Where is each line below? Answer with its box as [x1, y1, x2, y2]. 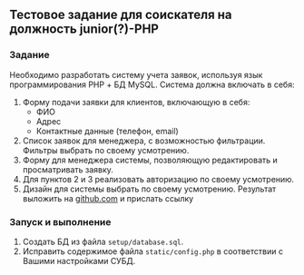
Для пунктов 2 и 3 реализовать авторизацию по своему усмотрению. [22, 173, 295, 184]
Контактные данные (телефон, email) [35, 125, 179, 136]
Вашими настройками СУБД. [22, 255, 136, 266]
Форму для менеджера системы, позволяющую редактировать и [22, 154, 279, 165]
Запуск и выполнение [9, 215, 112, 228]
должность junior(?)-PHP [9, 22, 159, 37]
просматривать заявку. [22, 163, 113, 175]
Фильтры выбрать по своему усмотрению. [22, 144, 190, 155]
